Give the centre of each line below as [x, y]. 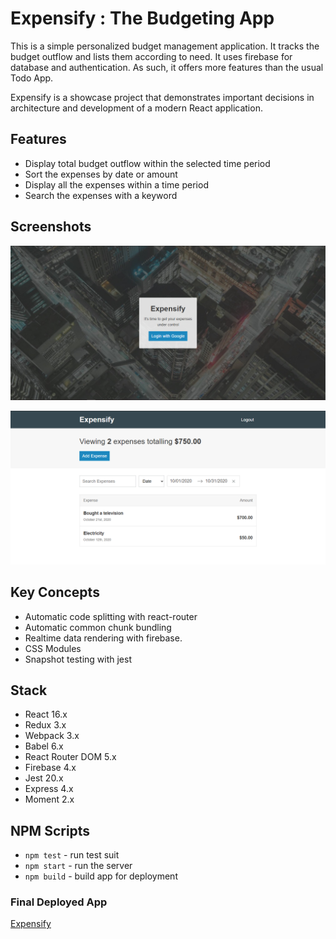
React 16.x [46, 714]
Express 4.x [49, 789]
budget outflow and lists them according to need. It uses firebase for [151, 56]
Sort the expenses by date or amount [101, 174]
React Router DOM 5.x [70, 757]
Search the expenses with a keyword [101, 195]
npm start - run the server [78, 866]
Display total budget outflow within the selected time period [147, 163]
